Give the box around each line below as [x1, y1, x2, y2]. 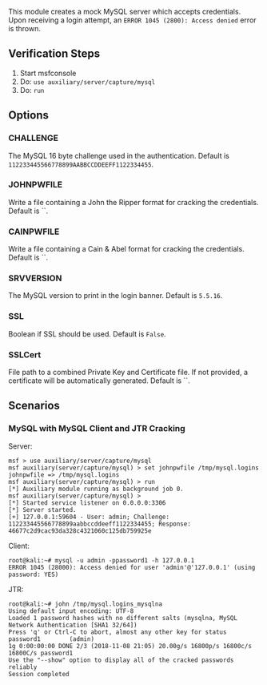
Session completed [8, 670, 70, 678]
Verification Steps [8, 47, 101, 61]
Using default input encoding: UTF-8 [8, 606, 134, 615]
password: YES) [8, 570, 59, 578]
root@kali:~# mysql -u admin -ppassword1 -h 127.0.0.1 [8, 556, 195, 564]
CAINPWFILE [8, 226, 60, 237]
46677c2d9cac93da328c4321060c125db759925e [8, 526, 152, 535]
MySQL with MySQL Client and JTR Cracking [8, 423, 185, 434]
